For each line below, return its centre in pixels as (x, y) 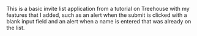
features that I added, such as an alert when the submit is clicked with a (97, 15)
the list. (16, 28)
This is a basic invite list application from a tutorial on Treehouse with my (98, 9)
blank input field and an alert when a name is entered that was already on (99, 21)
